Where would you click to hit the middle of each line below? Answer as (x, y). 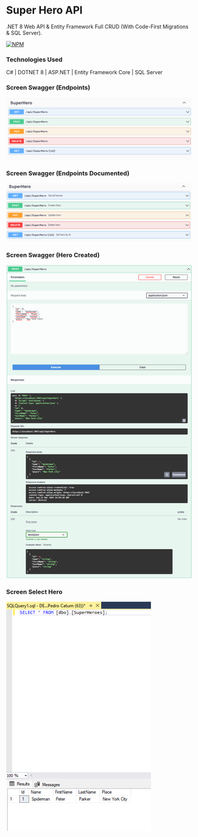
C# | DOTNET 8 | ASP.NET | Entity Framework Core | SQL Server (85, 72)
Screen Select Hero (34, 592)
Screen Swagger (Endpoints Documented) (68, 173)
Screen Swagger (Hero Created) (53, 255)
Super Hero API (44, 10)
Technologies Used (34, 59)
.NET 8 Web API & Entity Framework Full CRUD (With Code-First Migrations (97, 27)
